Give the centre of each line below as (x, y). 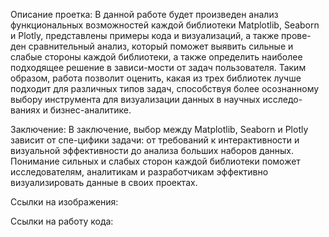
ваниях (25, 110)
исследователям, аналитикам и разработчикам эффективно (139, 172)
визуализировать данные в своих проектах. (104, 182)
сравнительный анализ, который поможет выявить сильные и (161, 46)
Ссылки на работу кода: (62, 221)
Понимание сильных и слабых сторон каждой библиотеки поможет (155, 161)
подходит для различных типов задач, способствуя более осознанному (165, 88)
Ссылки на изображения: (64, 202)
